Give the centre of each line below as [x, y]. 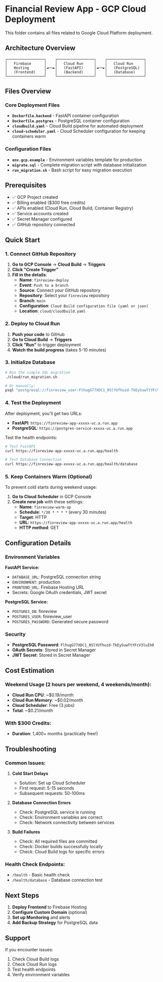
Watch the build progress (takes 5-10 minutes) [59, 350]
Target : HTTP [33, 518]
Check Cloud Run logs [34, 964]
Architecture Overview [40, 48]
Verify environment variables [41, 974]
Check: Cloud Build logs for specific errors [62, 852]
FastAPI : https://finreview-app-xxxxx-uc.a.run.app [65, 423]
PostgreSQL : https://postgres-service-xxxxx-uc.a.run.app [72, 428]
